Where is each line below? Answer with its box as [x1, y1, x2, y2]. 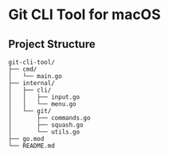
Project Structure [8, 37, 96, 51]
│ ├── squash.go [8, 121, 84, 129]
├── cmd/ [8, 65, 37, 73]
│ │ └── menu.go [8, 100, 77, 108]
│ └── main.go [8, 72, 62, 80]
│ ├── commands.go [8, 114, 91, 122]
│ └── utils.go [8, 128, 81, 136]
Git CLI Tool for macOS [8, 6, 161, 24]
